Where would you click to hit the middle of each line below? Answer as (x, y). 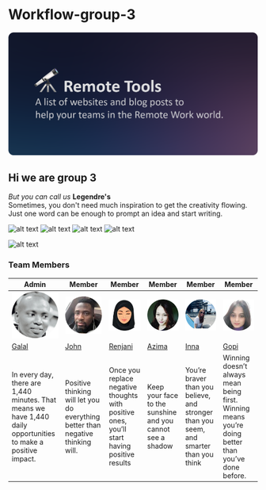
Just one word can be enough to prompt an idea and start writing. (116, 214)
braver (196, 379)
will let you (82, 400)
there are (27, 383)
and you (160, 421)
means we (28, 408)
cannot (158, 429)
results (120, 463)
